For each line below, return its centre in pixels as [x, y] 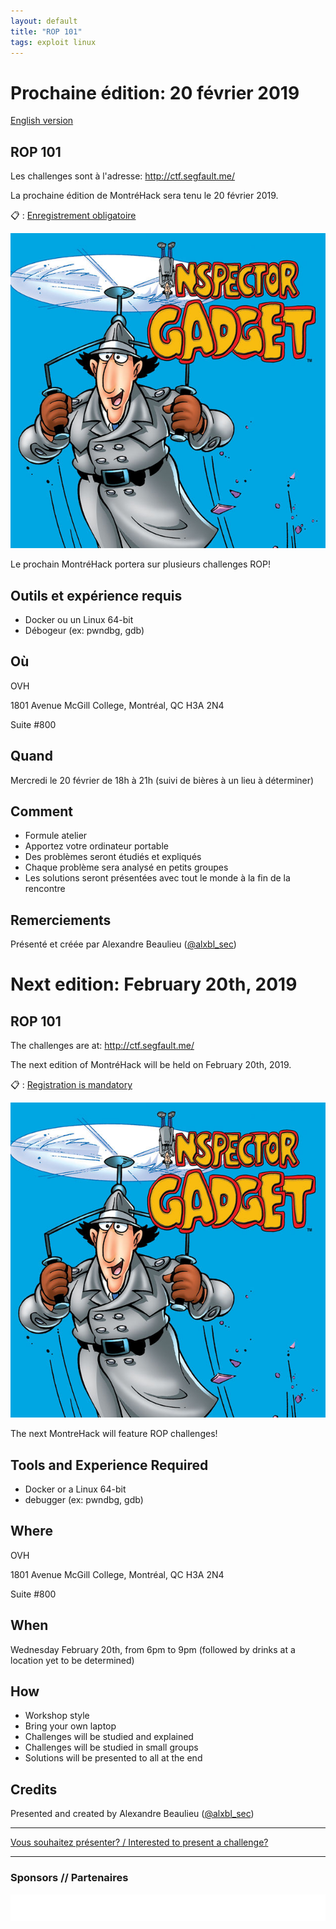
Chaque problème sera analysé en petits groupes [126, 867]
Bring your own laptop [70, 1726]
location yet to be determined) [72, 1660]
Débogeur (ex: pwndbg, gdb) [84, 630]
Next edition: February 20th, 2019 [154, 984]
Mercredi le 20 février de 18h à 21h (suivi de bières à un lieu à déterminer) [162, 780]
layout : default [44, 21]
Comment [42, 811]
